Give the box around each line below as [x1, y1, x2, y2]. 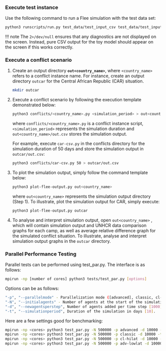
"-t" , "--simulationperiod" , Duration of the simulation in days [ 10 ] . [5, 308, 156, 314]
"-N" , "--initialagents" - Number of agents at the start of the [5, 300, 142, 305]
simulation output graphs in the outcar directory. [12, 238, 111, 244]
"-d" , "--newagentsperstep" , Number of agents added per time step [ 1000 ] [5, 304, 163, 309]
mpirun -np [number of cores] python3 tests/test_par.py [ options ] [5, 276, 147, 282]
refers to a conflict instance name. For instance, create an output [12, 73, 145, 79]
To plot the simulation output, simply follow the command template [12, 170, 148, 175]
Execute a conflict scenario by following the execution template [12, 97, 142, 103]
